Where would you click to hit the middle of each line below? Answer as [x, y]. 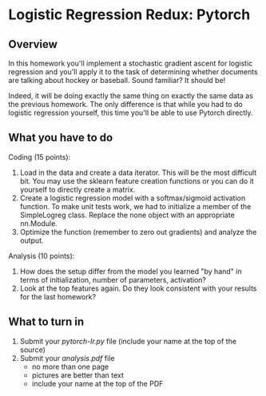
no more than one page [70, 366]
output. [32, 240]
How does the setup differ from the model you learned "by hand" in [131, 271]
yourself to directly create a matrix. [77, 189]
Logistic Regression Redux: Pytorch [129, 15]
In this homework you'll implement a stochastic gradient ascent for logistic [131, 63]
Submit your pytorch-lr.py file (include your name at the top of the [128, 341]
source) [33, 350]
